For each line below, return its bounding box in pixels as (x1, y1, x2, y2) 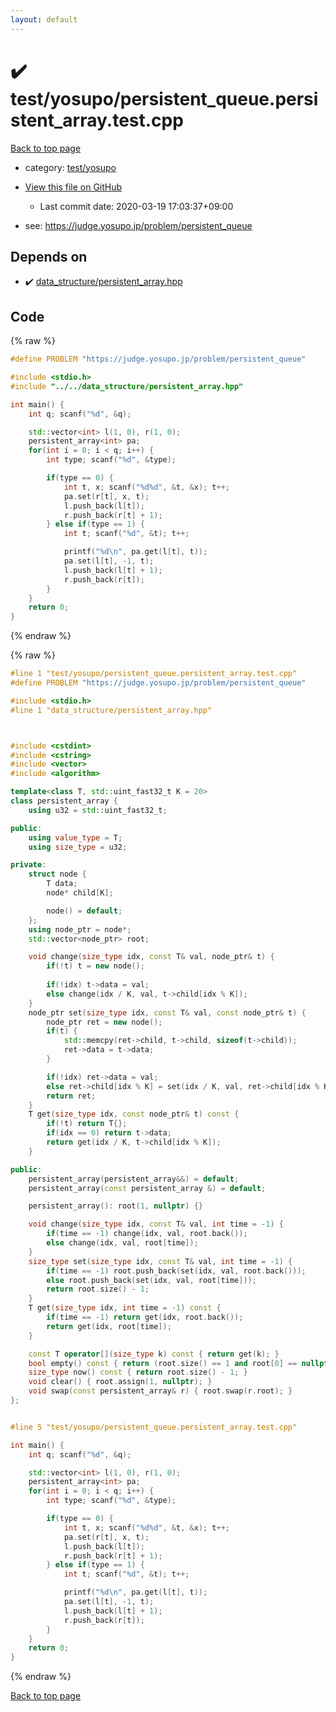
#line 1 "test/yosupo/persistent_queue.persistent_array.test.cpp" (10, 669, 298, 679)
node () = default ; (46, 906, 123, 916)
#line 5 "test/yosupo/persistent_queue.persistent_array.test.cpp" (10, 1422, 298, 1432)
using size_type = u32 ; (28, 842, 128, 852)
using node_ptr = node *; (28, 924, 132, 935)
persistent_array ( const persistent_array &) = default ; (28, 1183, 267, 1193)
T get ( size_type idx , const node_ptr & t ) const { (28, 1109, 240, 1120)
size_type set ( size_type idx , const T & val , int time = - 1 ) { (28, 1256, 293, 1266)
